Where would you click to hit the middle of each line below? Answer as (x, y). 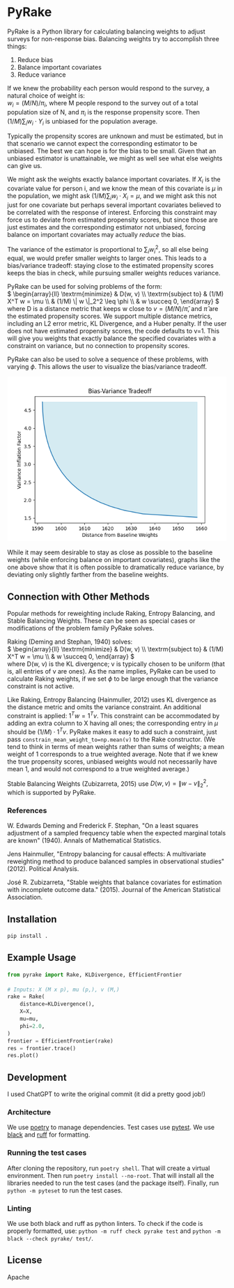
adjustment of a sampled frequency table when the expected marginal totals (117, 833)
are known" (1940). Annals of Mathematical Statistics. (84, 840)
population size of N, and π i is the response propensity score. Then (104, 113)
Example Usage (42, 958)
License (25, 1260)
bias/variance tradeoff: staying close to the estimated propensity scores (110, 266)
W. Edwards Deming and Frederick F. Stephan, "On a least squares (103, 826)
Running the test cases (47, 1153)
